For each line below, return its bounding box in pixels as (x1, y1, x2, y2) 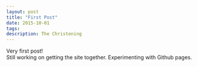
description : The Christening (6, 31, 82, 37)
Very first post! (6, 47, 43, 54)
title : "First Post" (6, 14, 58, 20)
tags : (6, 25, 20, 32)
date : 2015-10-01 (6, 20, 50, 26)
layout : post (6, 8, 39, 15)
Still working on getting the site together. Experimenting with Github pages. (6, 54, 193, 61)
